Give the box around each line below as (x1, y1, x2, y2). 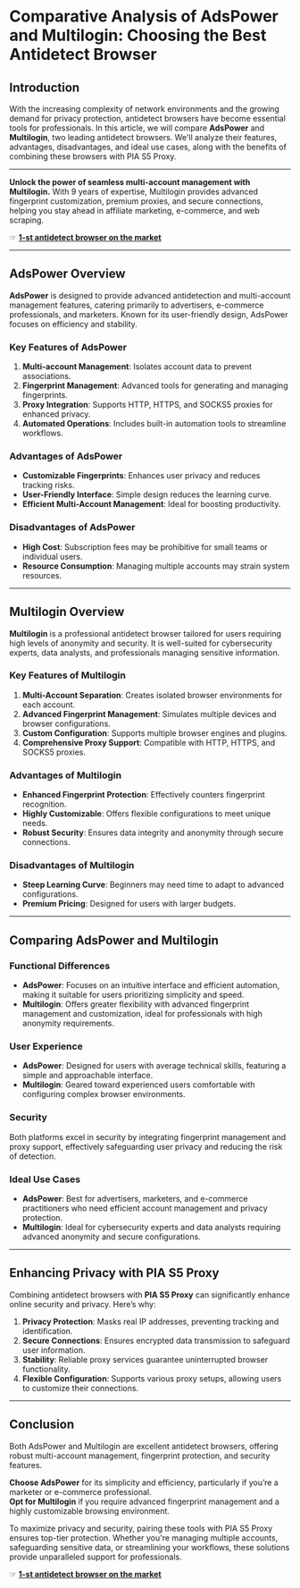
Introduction (9, 80, 80, 95)
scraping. (9, 215, 45, 225)
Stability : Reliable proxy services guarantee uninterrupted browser (21, 1354, 269, 1364)
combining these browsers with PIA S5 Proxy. (9, 151, 177, 162)
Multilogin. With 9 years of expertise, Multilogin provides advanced (9, 186, 259, 197)
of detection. (9, 1151, 56, 1161)
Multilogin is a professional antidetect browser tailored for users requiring (9, 628, 282, 638)
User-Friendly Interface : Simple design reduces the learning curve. (21, 489, 272, 500)
